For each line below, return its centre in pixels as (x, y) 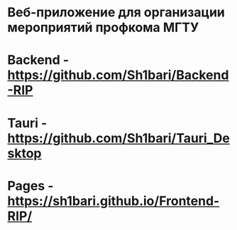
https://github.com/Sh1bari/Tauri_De (119, 138)
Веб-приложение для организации (116, 12)
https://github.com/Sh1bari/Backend (118, 75)
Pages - (31, 185)
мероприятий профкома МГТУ (103, 27)
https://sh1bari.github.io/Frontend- (114, 201)
